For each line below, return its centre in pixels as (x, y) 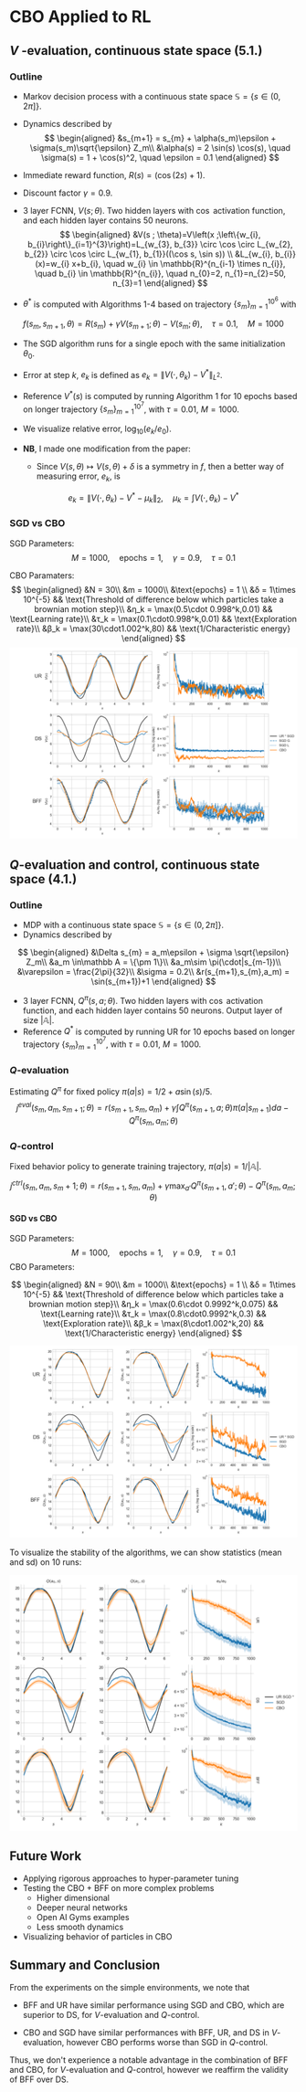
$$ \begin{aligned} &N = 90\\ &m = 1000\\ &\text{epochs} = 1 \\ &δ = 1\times (153, 1284)
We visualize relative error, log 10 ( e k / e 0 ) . (97, 430)
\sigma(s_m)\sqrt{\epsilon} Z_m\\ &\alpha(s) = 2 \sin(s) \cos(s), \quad (160, 147)
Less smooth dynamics (80, 1927)
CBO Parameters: (42, 1267)
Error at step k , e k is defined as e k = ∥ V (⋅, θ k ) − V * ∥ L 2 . (122, 375)
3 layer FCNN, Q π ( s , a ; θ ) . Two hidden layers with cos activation (142, 999)
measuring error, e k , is (78, 477)
